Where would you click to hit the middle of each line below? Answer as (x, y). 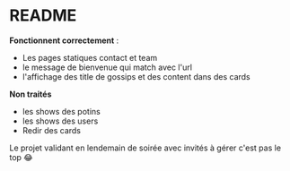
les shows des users (60, 121)
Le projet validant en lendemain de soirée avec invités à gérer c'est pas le (145, 148)
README (43, 16)
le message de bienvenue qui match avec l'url (107, 67)
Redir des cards (51, 130)
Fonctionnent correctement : (64, 40)
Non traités (31, 94)
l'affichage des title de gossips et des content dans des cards (136, 76)
